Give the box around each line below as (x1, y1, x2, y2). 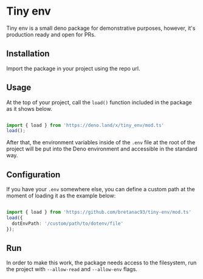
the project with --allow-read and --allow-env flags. (6, 266, 138, 273)
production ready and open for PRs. (6, 30, 96, 38)
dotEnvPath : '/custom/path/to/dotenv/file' (12, 221, 123, 227)
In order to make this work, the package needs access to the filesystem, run (6, 259, 197, 266)
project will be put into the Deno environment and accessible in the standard (6, 145, 198, 153)
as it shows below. (6, 105, 53, 112)
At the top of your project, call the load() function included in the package (6, 99, 193, 106)
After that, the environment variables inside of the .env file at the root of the (6, 139, 196, 146)
